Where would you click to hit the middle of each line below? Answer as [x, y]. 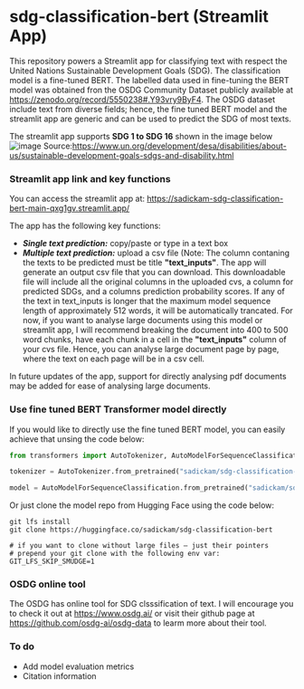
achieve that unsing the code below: [77, 439]
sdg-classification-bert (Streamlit [139, 17]
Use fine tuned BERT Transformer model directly [118, 409]
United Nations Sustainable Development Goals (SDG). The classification [145, 71]
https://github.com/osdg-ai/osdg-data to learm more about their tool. [138, 623]
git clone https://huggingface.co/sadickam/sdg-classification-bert [141, 530]
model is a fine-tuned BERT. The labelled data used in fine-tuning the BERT [149, 80]
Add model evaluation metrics [78, 666]
